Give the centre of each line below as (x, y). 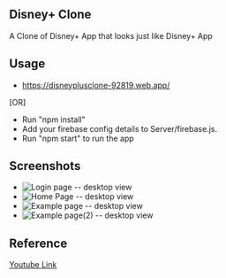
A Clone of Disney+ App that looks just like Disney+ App (111, 35)
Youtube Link (33, 265)
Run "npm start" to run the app (78, 138)
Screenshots (45, 166)
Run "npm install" (53, 120)
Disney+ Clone (50, 15)
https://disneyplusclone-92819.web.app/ (96, 85)
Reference (38, 243)
